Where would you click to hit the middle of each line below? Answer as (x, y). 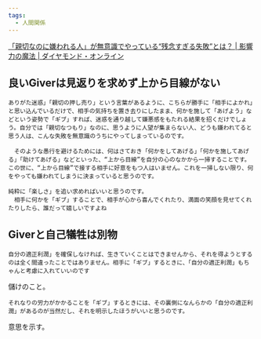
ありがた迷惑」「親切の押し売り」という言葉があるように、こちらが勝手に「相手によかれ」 (130, 103)
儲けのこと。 (29, 286)
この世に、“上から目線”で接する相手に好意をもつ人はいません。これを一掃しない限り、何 (131, 168)
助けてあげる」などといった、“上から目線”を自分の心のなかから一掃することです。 (136, 160)
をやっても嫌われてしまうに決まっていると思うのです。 (83, 177)
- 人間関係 (31, 23)
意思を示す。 (29, 327)
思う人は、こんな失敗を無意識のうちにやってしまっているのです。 (98, 137)
